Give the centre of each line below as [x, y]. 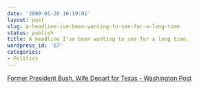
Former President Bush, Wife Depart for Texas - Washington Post [99, 78]
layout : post [26, 20]
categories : [24, 52]
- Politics [23, 59]
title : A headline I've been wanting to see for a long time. [98, 39]
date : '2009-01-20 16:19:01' [49, 13]
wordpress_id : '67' [35, 46]
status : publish [30, 33]
